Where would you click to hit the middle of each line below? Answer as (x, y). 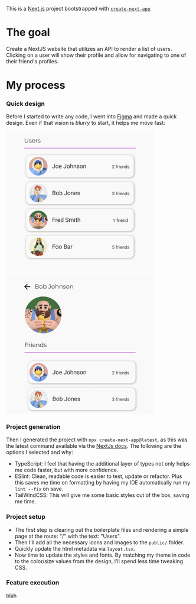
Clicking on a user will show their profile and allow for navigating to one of (96, 55)
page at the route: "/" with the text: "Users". (68, 536)
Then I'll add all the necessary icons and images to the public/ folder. (99, 542)
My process (36, 85)
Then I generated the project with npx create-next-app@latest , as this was (97, 440)
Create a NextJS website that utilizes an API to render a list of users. (89, 49)
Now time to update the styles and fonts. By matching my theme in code (102, 555)
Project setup (26, 517)
